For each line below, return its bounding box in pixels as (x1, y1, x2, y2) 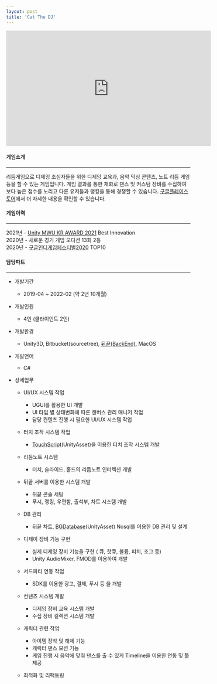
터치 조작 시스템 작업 (23, 428, 71, 435)
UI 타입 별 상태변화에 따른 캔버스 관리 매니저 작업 (32, 409, 143, 416)
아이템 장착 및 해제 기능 (32, 637, 85, 645)
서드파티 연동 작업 (23, 568, 64, 575)
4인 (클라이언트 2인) (23, 315, 70, 322)
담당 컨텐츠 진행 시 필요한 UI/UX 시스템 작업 (32, 416, 133, 423)
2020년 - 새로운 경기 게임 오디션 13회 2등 (6, 236, 101, 243)
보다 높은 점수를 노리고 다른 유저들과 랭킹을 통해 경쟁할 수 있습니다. (6, 188, 159, 195)
